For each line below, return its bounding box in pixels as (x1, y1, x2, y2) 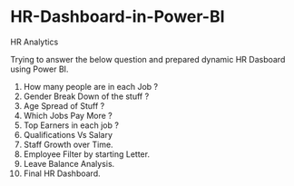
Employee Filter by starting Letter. (23, 148, 151, 160)
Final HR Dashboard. (23, 168, 101, 179)
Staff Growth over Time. (23, 139, 113, 150)
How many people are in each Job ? (23, 81, 158, 92)
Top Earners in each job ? (23, 120, 119, 131)
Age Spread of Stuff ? (23, 100, 105, 111)
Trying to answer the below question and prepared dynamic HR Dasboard (10, 54, 286, 64)
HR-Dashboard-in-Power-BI (10, 6, 225, 27)
